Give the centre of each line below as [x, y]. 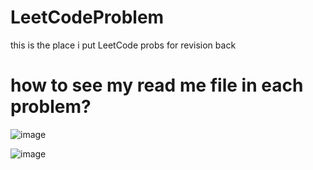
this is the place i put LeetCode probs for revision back [123, 45]
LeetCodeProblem [87, 17]
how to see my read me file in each [157, 85]
